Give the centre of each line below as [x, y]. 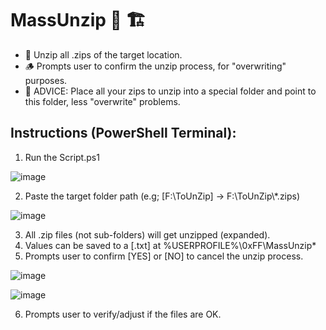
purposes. [46, 80]
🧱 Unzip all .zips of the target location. [103, 54]
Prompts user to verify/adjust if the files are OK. [123, 314]
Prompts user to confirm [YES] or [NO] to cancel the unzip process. [164, 256]
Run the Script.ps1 [62, 157]
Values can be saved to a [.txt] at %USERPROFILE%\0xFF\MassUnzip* [170, 245]
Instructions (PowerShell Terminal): [123, 133]
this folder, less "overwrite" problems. [102, 101]
